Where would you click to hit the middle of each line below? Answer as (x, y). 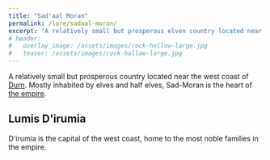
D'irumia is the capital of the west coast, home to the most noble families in (133, 138)
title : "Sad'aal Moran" (49, 16)
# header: (25, 38)
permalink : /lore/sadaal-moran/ (63, 23)
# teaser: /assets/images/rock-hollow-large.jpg (95, 53)
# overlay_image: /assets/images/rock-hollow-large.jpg (108, 46)
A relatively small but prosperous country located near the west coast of (129, 76)
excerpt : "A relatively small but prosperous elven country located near (135, 31)
